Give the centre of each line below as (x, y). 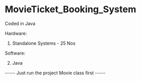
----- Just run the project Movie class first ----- (55, 73)
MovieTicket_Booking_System (70, 9)
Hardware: (16, 33)
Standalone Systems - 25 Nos (44, 43)
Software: (15, 53)
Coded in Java (20, 23)
